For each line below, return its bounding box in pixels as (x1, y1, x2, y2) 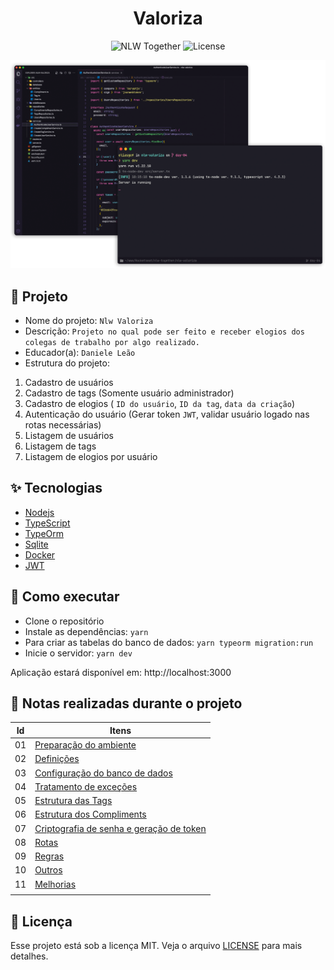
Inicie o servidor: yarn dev (24, 647, 133, 659)
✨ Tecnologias (10, 480, 103, 497)
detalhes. (10, 950, 49, 962)
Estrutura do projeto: (24, 357, 110, 369)
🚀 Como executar (10, 588, 120, 606)
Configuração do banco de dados (34, 767, 173, 779)
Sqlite (24, 538, 49, 550)
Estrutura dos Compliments (34, 808, 147, 821)
